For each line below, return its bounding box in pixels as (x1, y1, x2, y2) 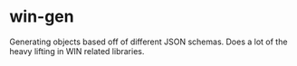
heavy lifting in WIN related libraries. (9, 45, 145, 56)
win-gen (9, 6, 74, 27)
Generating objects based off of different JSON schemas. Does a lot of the (9, 36, 288, 47)
